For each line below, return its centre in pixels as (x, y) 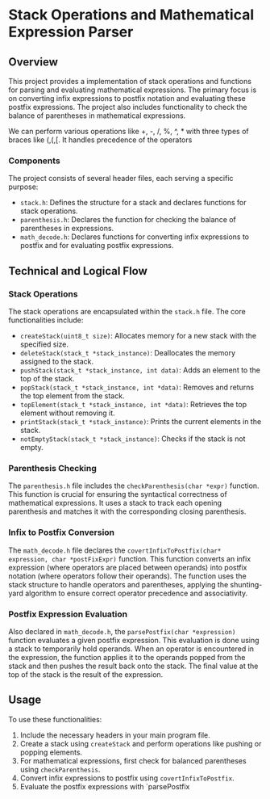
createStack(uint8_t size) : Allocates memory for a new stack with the (138, 335)
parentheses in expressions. (67, 229)
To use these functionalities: (55, 719)
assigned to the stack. (57, 361)
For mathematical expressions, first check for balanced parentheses (133, 760)
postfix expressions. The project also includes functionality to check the (128, 107)
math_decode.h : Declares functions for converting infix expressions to (135, 237)
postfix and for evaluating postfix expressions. (97, 246)
